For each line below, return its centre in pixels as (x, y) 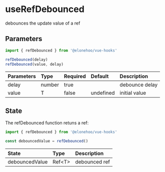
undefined (103, 93)
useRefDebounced (45, 9)
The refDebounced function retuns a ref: (47, 123)
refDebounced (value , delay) (34, 64)
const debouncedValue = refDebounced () (47, 141)
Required (75, 76)
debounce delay (139, 85)
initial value (133, 93)
